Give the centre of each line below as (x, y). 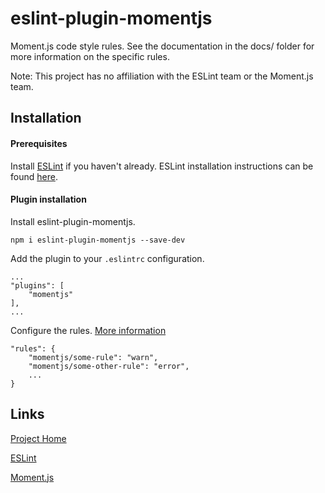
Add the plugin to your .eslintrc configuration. (107, 258)
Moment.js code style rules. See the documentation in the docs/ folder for (162, 46)
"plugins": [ (37, 285)
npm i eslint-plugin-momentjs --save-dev (98, 240)
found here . (34, 176)
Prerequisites (39, 143)
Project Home (38, 438)
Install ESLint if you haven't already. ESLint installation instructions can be (162, 166)
